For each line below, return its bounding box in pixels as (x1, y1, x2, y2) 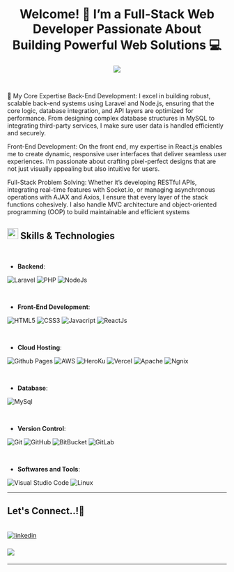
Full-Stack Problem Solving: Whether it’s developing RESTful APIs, (7, 178, 197, 186)
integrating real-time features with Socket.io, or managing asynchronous (7, 185, 216, 194)
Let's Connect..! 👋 (7, 505, 85, 517)
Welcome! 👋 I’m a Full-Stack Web (19, 6, 214, 22)
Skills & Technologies (19, 230, 115, 242)
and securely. (7, 128, 47, 137)
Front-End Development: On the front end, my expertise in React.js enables (7, 142, 223, 151)
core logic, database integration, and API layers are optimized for (7, 106, 194, 114)
